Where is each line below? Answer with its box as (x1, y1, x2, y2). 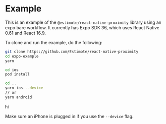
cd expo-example (5, 54, 39, 59)
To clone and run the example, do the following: (5, 39, 103, 45)
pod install (5, 72, 30, 77)
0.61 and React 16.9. (5, 30, 46, 36)
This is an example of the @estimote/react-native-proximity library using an (5, 19, 162, 25)
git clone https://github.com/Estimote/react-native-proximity (5, 49, 139, 54)
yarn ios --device (5, 85, 43, 91)
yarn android (5, 95, 32, 100)
